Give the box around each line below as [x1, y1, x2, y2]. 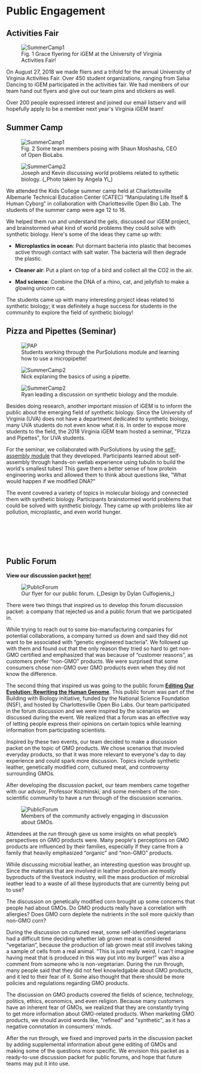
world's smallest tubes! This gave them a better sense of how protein [6, 465, 176, 472]
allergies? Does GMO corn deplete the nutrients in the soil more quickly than [6, 911, 194, 918]
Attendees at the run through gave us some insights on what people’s [6, 830, 177, 838]
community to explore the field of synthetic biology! [6, 308, 133, 316]
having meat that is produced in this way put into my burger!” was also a [6, 954, 184, 962]
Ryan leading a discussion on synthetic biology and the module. [21, 390, 178, 398]
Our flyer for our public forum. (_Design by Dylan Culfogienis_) [21, 590, 175, 597]
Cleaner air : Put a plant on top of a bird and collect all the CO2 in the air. [14, 266, 193, 274]
